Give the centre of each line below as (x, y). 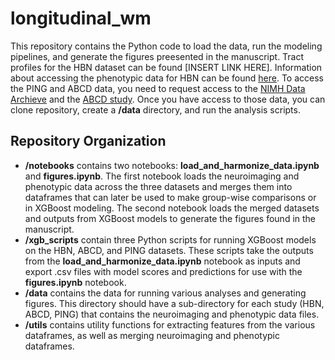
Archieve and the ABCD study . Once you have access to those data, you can (168, 99)
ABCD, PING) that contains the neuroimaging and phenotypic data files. (172, 314)
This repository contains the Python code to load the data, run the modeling (166, 46)
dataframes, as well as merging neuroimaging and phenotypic (152, 335)
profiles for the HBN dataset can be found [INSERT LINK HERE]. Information (166, 67)
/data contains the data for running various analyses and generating (165, 293)
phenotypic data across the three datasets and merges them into (158, 186)
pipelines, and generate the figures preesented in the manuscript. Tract (157, 56)
